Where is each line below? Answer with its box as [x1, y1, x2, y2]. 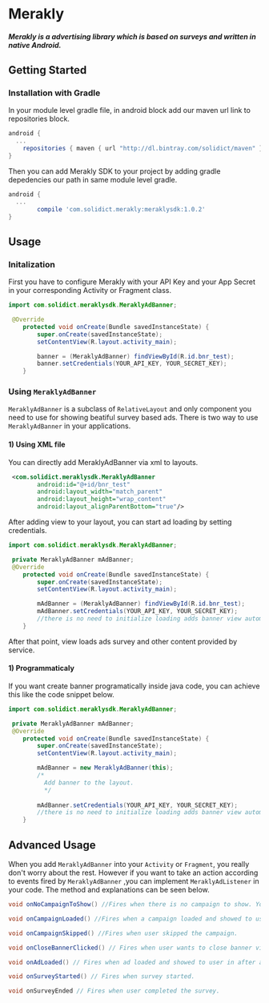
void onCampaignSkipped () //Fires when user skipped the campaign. [8, 929, 239, 937]
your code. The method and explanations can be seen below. [8, 885, 210, 895]
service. [8, 645, 35, 655]
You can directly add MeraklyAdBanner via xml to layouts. [8, 457, 199, 467]
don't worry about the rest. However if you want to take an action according [8, 868, 259, 877]
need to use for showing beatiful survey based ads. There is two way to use [8, 413, 259, 423]
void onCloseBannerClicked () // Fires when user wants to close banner [8, 944, 252, 952]
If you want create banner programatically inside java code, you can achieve [8, 681, 260, 691]
